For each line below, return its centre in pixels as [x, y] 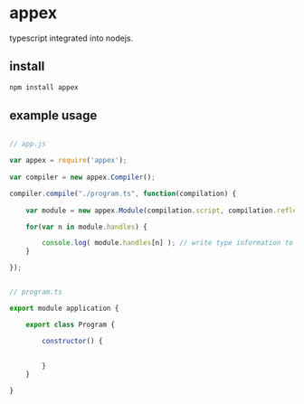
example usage [53, 116]
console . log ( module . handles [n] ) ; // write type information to [168, 243]
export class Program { [71, 324]
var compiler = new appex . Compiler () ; [82, 178]
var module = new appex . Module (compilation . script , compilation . [152, 211]
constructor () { [72, 341]
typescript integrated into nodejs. [71, 38]
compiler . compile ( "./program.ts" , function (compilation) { [123, 193]
